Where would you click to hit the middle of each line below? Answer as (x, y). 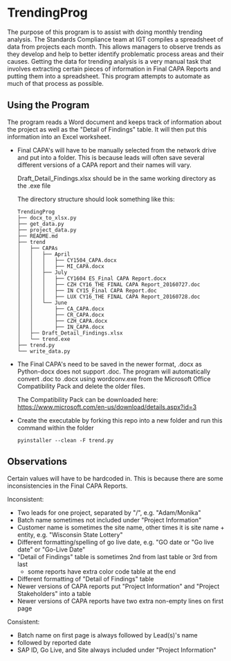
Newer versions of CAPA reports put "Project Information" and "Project (118, 586)
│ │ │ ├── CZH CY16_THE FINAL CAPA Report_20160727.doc (109, 284)
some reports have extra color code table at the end (102, 571)
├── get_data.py (40, 224)
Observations (37, 462)
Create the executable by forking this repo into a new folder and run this (120, 420)
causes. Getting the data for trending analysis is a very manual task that (109, 61)
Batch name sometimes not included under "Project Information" (109, 520)
